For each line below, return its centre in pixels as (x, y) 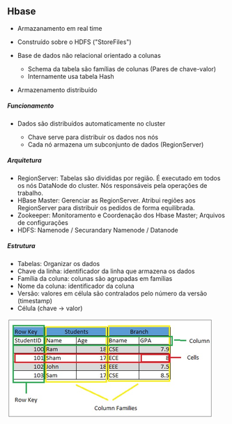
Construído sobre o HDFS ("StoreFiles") (74, 42)
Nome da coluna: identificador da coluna (76, 286)
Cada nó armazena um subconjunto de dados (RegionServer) (116, 144)
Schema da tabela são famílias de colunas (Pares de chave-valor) (122, 68)
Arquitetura (24, 161)
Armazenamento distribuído (57, 89)
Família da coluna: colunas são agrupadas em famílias (95, 278)
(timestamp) (34, 300)
